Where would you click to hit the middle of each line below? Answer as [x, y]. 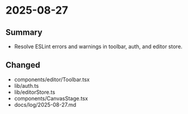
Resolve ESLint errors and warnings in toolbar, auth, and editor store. [98, 46]
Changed [23, 65]
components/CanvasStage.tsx [51, 98]
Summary [24, 32]
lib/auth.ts [26, 85]
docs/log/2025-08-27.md [45, 104]
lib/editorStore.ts [35, 92]
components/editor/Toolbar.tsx [52, 79]
